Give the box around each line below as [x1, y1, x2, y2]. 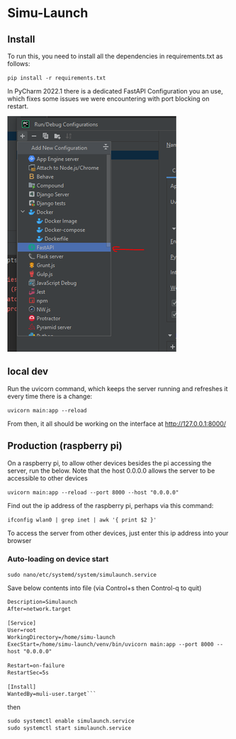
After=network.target [7, 605, 72, 612]
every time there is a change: [7, 392, 93, 400]
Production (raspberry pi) [7, 440, 123, 452]
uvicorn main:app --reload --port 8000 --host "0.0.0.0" [7, 489, 179, 496]
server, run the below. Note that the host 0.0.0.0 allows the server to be [7, 466, 215, 475]
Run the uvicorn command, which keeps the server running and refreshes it [7, 384, 228, 393]
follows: [7, 60, 30, 68]
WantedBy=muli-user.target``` [7, 690, 97, 697]
